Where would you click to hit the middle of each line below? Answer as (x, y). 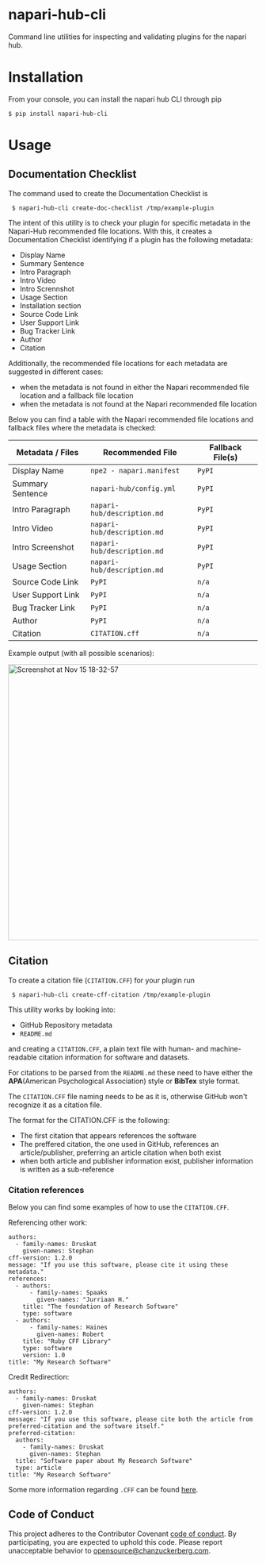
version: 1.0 (44, 1355)
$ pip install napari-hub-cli (58, 114)
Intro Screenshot (43, 547)
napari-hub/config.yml (133, 488)
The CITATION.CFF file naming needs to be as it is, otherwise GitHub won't (128, 1096)
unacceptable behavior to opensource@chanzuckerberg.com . (110, 1550)
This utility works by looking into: (62, 1009)
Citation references (46, 1190)
